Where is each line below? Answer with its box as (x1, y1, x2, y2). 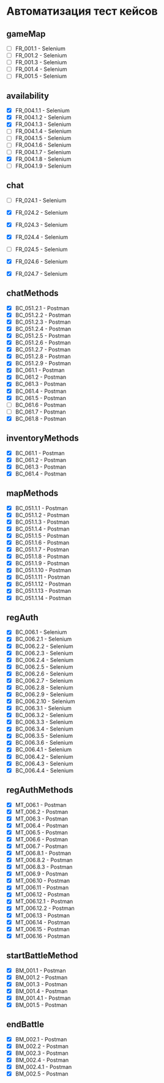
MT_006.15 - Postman (15, 925, 70, 932)
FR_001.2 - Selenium (15, 52, 67, 59)
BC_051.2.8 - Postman (15, 353, 72, 360)
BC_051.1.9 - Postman (15, 560, 70, 567)
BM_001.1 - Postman (15, 967, 66, 974)
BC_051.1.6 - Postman (15, 539, 70, 546)
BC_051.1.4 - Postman (15, 525, 70, 532)
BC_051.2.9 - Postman (15, 360, 72, 367)
